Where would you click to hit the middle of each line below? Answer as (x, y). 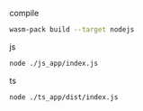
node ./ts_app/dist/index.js (64, 97)
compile (24, 13)
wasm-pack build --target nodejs (72, 30)
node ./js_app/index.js (54, 63)
